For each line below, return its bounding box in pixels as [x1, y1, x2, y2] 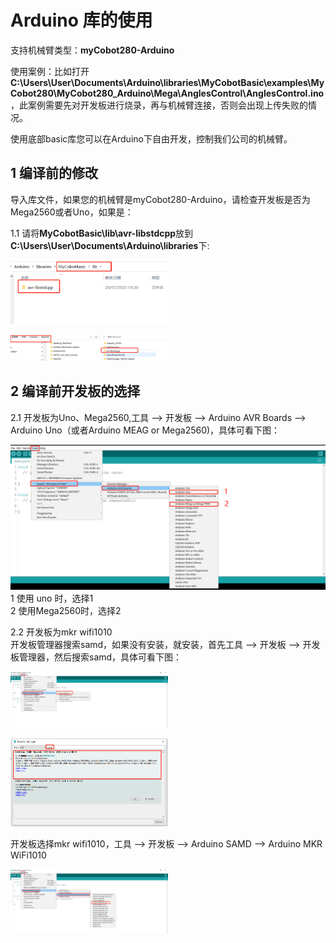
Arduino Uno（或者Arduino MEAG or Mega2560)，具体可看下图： [10, 424, 281, 436]
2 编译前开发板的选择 [10, 383, 141, 400]
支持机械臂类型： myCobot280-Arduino [10, 44, 175, 56]
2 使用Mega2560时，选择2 [10, 605, 122, 617]
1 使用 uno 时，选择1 [10, 592, 94, 605]
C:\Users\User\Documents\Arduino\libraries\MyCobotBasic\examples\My [10, 76, 325, 88]
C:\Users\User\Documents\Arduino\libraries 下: [10, 239, 210, 251]
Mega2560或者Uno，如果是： [10, 206, 134, 218]
